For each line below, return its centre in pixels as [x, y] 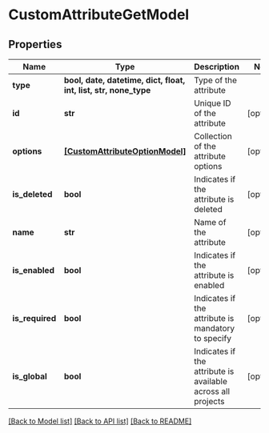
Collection [213, 136]
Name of [210, 222]
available [211, 381]
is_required [34, 318]
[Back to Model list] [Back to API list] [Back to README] [100, 421]
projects [209, 401]
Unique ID [212, 103]
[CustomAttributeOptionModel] [125, 151]
